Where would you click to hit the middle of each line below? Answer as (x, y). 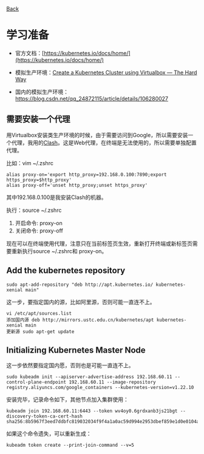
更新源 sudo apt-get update (40, 331)
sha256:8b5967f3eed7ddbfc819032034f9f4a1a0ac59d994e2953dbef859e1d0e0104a (103, 422)
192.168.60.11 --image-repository (112, 382)
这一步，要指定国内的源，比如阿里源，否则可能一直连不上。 (81, 302)
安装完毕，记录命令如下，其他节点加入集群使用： (67, 399)
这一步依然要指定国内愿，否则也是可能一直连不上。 (70, 365)
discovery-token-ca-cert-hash (45, 416)
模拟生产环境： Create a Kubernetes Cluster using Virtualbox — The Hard (106, 72)
